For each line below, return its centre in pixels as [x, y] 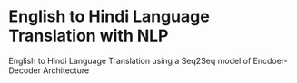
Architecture [66, 70]
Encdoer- [270, 60]
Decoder [25, 70]
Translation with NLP [89, 36]
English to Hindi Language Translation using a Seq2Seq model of [130, 60]
